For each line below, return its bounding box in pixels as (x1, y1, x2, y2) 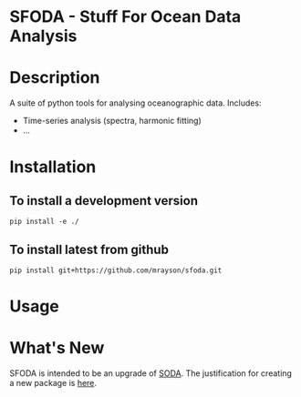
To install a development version (9, 193, 199, 209)
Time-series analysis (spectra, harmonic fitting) (22, 116, 202, 127)
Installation (9, 157, 97, 178)
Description (9, 67, 100, 88)
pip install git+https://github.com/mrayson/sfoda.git (9, 266, 223, 275)
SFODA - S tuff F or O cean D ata (9, 6, 242, 27)
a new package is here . (9, 378, 98, 389)
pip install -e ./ (9, 217, 79, 227)
